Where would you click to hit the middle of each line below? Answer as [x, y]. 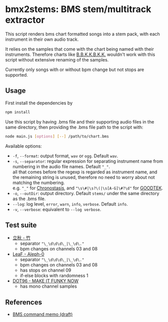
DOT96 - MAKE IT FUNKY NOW [46, 281]
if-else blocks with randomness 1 [54, 276]
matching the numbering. [39, 182]
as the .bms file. [29, 199]
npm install [18, 112]
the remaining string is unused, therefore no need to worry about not [83, 177]
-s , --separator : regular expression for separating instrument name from [88, 161]
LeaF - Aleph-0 [28, 254]
